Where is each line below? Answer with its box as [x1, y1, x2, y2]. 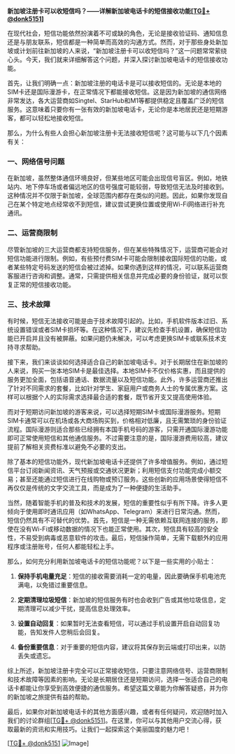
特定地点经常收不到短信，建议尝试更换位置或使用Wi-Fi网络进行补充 [31, 200, 225, 208]
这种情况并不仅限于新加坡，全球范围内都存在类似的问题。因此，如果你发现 [7, 192, 222, 200]
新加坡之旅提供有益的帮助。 [13, 692, 93, 701]
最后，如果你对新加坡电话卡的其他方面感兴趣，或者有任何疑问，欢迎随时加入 [7, 707, 228, 716]
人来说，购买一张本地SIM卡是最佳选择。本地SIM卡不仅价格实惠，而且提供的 [7, 367, 226, 375]
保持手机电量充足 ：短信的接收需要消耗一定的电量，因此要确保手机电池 [17, 571, 220, 580]
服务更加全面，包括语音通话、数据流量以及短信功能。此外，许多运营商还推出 [7, 375, 228, 383]
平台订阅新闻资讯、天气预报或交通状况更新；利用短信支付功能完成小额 [13, 466, 215, 474]
